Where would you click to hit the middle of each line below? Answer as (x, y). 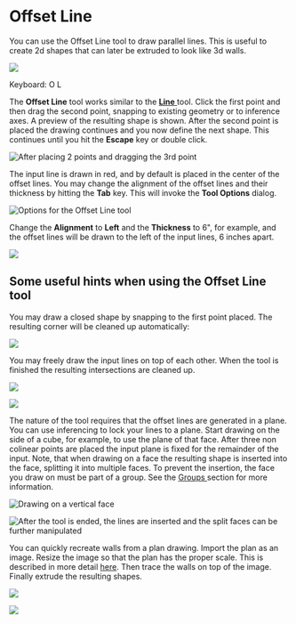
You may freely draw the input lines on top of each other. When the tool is (144, 360)
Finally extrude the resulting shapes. (76, 576)
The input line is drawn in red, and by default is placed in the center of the (144, 174)
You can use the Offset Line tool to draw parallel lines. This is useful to (138, 41)
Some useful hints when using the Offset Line (138, 282)
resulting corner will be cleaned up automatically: (100, 326)
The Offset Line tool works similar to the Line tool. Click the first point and (145, 101)
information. (32, 486)
